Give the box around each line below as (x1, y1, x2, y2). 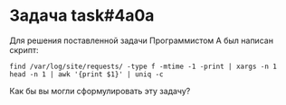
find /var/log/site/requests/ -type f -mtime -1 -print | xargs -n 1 (9, 62, 278, 71)
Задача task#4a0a (9, 5, 155, 26)
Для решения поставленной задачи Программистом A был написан (9, 35, 274, 46)
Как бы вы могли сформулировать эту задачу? (9, 85, 191, 96)
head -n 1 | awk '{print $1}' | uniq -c (9, 69, 165, 79)
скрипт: (9, 44, 39, 55)
